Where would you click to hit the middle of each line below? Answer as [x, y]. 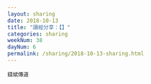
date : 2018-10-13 [33, 21]
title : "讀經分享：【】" [39, 27]
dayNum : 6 [22, 47]
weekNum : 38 [25, 41]
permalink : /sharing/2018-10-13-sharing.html [75, 54]
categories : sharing [38, 34]
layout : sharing [31, 14]
